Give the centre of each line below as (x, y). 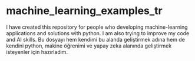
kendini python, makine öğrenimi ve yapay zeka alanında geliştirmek (89, 46)
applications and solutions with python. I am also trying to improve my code (98, 33)
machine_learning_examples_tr (85, 11)
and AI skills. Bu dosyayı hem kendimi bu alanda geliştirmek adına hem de (96, 39)
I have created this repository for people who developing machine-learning (97, 27)
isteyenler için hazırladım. (37, 52)
